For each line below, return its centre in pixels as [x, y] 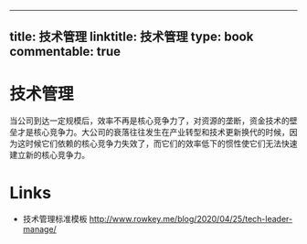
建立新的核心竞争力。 [49, 155]
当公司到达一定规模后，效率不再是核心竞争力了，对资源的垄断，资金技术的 [149, 121]
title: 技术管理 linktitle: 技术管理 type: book [132, 37]
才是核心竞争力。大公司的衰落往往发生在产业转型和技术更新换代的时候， [153, 133]
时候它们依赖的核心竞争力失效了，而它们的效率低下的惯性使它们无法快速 [161, 143]
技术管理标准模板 [55, 219]
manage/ [39, 229]
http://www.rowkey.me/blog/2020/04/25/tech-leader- [191, 219]
